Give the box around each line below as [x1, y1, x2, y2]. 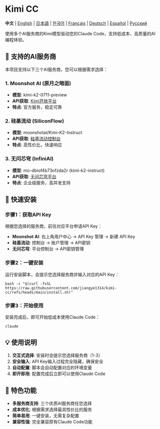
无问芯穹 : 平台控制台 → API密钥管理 [12, 246, 84, 252]
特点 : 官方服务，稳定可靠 [12, 104, 62, 110]
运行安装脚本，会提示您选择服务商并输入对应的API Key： [5, 271, 119, 277]
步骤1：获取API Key [5, 211, 51, 218]
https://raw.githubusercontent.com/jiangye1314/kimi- [5, 286, 117, 290]
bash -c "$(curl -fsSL [5, 281, 51, 286]
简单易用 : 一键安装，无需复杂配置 [12, 412, 79, 418]
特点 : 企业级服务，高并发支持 [12, 180, 71, 186]
